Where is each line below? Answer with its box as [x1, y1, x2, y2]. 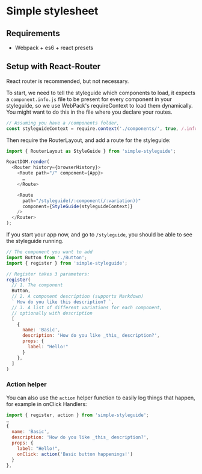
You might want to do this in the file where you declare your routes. [6, 108, 173, 115]
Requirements [6, 28, 60, 38]
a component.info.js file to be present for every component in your [6, 95, 173, 103]
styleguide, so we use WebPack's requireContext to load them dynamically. [6, 102, 194, 109]
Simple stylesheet [6, 4, 99, 18]
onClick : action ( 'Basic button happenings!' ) [17, 451, 133, 457]
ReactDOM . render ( [6, 159, 50, 165]
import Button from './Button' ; [6, 254, 87, 260]
